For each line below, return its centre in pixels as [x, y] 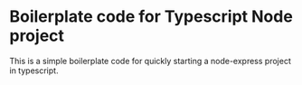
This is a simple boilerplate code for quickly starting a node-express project [150, 61]
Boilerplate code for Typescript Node [151, 17]
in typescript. [34, 71]
